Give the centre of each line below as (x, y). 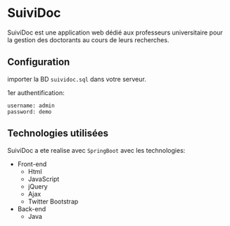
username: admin (31, 106)
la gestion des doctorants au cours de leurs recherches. (88, 39)
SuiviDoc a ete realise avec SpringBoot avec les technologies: (96, 150)
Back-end (32, 208)
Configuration (39, 62)
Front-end (32, 164)
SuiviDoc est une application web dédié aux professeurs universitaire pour (115, 32)
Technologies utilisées (58, 133)
